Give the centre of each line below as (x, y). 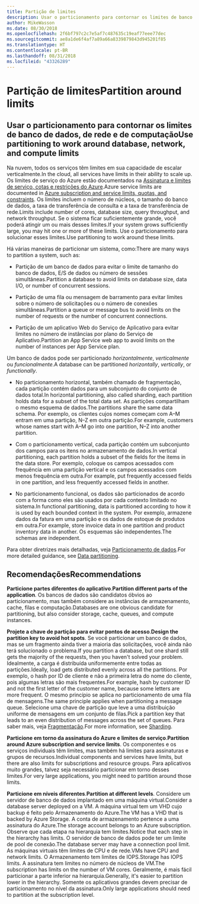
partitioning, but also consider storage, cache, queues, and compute (90, 614)
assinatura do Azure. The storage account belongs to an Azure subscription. (99, 825)
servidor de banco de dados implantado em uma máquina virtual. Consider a (99, 800)
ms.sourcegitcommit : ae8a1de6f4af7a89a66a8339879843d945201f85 (86, 39)
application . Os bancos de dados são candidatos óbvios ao (80, 595)
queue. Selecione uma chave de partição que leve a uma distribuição (91, 708)
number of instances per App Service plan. (68, 346)
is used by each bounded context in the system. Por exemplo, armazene (103, 513)
